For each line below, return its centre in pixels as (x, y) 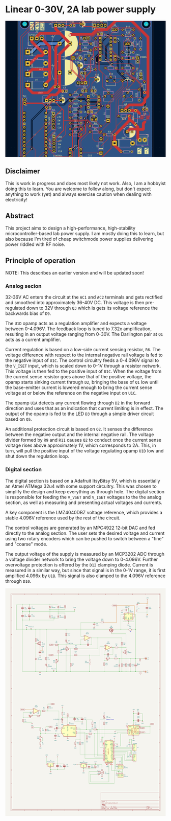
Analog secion (23, 286)
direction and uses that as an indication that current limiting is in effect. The (84, 408)
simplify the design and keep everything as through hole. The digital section (85, 491)
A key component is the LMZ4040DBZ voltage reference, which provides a (84, 512)
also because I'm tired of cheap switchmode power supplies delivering (79, 239)
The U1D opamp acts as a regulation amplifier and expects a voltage (76, 324)
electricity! (17, 200)
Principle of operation (40, 260)
